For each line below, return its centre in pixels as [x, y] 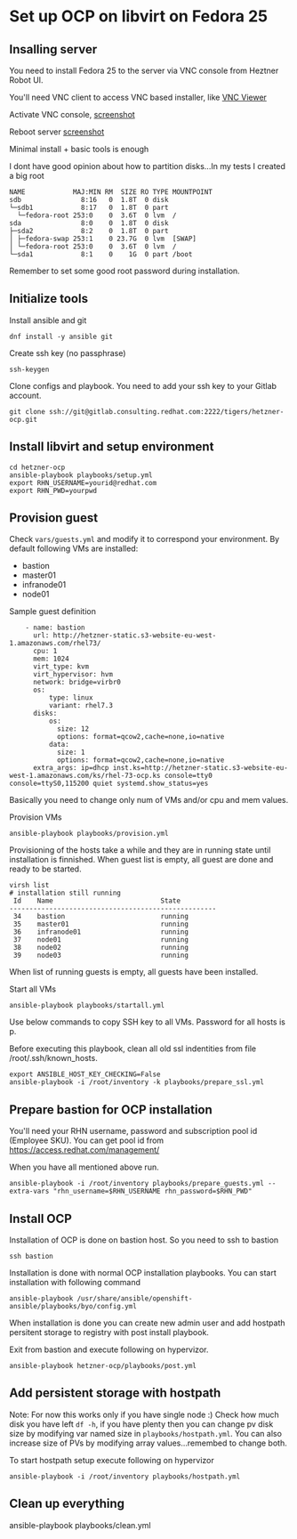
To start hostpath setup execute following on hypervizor [112, 1460]
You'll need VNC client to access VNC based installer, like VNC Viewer [138, 97]
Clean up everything [67, 1504]
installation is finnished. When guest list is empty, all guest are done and [141, 860]
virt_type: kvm [61, 667]
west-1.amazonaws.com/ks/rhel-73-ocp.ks [85, 776]
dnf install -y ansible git [61, 336]
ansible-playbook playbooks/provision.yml [89, 834]
